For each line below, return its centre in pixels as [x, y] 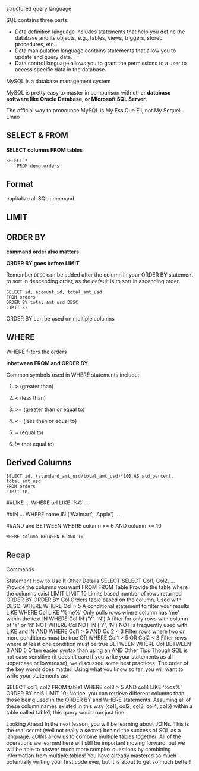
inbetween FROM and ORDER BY [47, 363]
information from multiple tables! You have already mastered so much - [93, 756]
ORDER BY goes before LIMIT [43, 263]
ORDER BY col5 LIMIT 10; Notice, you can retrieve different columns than [95, 694]
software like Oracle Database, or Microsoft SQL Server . [77, 99]
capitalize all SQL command [40, 198]
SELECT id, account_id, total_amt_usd [54, 292]
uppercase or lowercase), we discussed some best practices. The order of [97, 663]
